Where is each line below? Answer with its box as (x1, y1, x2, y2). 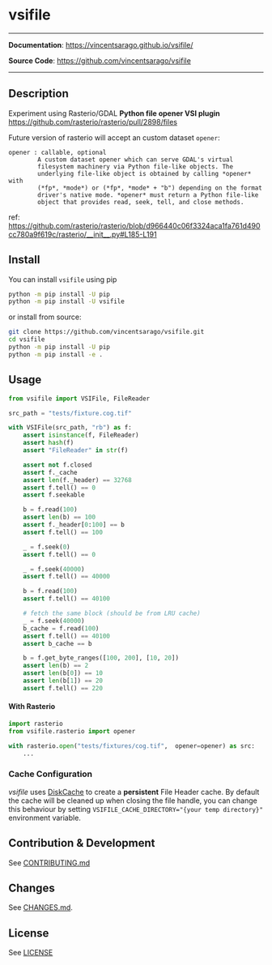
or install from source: (8, 312, 82, 322)
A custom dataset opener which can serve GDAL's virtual (37, 156, 233, 164)
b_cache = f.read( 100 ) (23, 624, 100, 633)
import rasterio (8, 719, 63, 728)
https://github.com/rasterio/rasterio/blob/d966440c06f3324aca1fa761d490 (8, 220, 261, 230)
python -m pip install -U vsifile (8, 297, 125, 305)
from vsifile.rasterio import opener (8, 727, 136, 735)
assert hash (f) (23, 439, 74, 447)
